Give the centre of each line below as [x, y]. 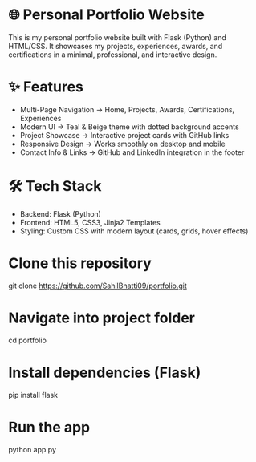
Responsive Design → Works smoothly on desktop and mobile [123, 144]
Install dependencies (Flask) [105, 373]
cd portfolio [27, 340]
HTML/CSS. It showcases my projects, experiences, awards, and [116, 46]
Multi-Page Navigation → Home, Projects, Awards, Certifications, [127, 109]
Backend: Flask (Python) [61, 213]
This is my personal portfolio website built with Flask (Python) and [118, 37]
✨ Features [46, 87]
